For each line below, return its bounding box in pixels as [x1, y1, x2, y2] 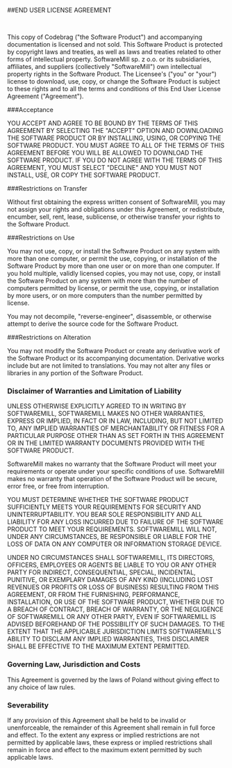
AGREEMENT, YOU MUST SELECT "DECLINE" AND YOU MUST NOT [7, 164, 203, 171]
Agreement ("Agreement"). [7, 92, 84, 100]
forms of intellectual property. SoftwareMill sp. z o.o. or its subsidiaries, [7, 55, 212, 63]
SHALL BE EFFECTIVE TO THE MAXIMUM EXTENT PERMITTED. [7, 642, 190, 650]
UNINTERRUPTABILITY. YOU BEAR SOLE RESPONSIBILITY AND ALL [7, 510, 203, 519]
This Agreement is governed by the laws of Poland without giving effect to [7, 675, 220, 684]
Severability [7, 700, 49, 710]
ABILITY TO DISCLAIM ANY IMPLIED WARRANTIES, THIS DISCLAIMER [7, 635, 210, 643]
